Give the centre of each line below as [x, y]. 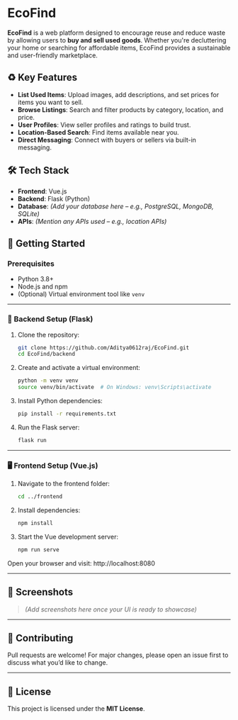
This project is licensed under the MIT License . [76, 709]
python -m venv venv [48, 381]
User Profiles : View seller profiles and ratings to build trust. [104, 125]
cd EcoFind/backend [46, 354]
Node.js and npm [42, 287]
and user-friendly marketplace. [52, 55]
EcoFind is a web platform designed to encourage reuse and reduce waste [116, 33]
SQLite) [29, 213]
